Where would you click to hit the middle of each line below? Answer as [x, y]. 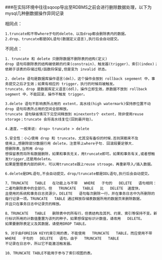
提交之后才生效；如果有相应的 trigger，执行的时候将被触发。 [63, 84]
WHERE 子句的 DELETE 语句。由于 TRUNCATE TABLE [62, 238]
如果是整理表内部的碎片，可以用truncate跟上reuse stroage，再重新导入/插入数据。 [80, 164]
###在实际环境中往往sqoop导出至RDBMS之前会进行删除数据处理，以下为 [78, 7]
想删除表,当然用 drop [24, 149]
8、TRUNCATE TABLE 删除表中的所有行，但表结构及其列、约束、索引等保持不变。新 [81, 214]
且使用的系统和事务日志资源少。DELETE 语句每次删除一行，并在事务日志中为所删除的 [80, 194]
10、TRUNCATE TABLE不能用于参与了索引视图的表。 [50, 253]
